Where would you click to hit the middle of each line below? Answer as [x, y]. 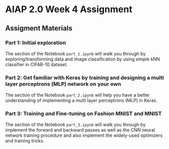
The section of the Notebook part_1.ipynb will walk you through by [76, 53]
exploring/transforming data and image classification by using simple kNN [83, 59]
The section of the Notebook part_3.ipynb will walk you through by [76, 125]
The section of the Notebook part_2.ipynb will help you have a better [78, 95]
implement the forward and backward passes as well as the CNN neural [80, 130]
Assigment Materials [39, 28]
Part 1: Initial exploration [36, 43]
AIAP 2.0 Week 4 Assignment [69, 9]
